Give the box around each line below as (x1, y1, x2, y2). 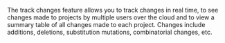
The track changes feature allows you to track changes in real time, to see (7, 6, 219, 14)
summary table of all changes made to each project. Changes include (7, 21, 206, 28)
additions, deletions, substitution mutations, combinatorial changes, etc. (7, 28, 213, 36)
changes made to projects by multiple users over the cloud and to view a (7, 13, 215, 21)
